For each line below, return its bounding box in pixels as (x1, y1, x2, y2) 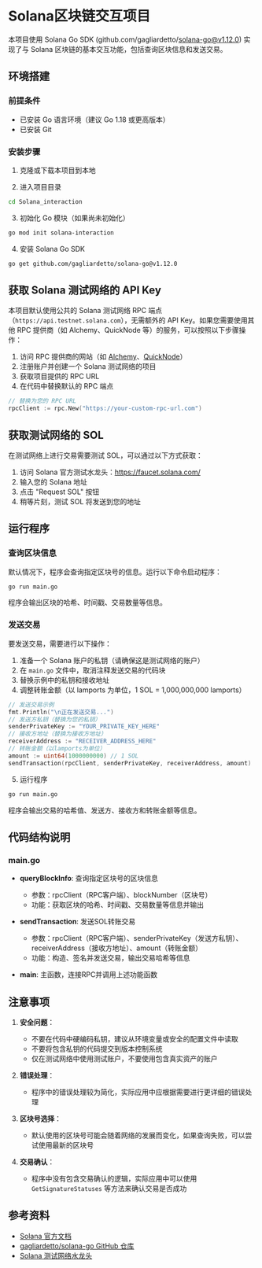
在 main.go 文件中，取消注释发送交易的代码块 (19, 665, 166, 675)
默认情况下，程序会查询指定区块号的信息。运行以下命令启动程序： (8, 567, 222, 577)
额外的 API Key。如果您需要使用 (144, 315, 248, 325)
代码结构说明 (8, 831, 71, 844)
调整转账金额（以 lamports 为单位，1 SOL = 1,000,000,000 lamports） (19, 685, 246, 695)
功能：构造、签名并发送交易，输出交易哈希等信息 (31, 953, 190, 963)
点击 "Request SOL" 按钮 (19, 487, 100, 496)
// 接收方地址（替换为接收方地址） (8, 730, 107, 738)
